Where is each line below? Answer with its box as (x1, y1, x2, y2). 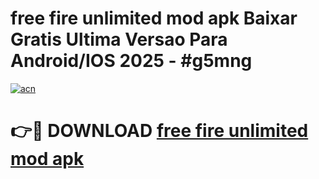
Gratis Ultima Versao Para (10, 28, 228, 51)
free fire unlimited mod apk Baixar (10, 7, 298, 30)
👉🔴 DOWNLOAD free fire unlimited (10, 120, 309, 142)
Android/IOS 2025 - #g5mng (10, 50, 253, 72)
